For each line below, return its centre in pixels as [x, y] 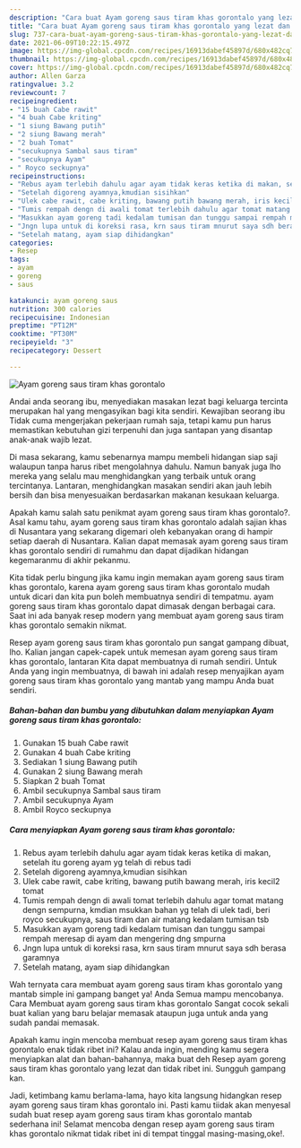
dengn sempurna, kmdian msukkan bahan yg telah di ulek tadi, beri [146, 909]
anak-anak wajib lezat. [51, 439]
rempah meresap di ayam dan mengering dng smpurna [124, 938]
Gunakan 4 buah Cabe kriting [77, 752]
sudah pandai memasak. [55, 1022]
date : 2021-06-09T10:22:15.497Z [69, 43]
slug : [19, 34]
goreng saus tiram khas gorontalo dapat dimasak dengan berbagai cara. [142, 605]
